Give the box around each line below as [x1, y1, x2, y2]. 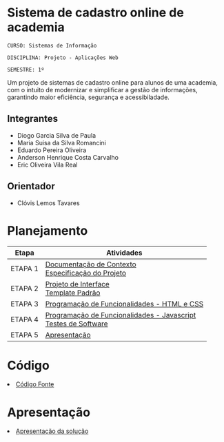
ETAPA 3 [10, 299, 39, 308]
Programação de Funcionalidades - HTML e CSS [45, 299, 204, 308]
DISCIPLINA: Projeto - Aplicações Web [7, 54, 119, 61]
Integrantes [7, 113, 59, 125]
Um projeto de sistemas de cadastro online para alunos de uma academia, [7, 78, 218, 87]
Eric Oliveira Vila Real [17, 160, 78, 169]
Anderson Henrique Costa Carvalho [17, 153, 119, 161]
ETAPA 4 [10, 315, 39, 324]
